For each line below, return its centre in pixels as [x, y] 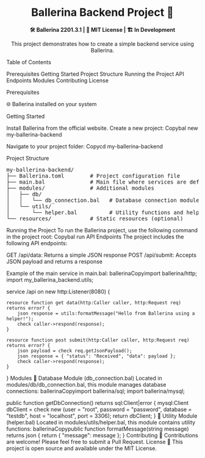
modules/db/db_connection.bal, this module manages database [86, 384]
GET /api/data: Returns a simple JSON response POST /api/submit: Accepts [102, 255]
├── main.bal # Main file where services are [97, 182]
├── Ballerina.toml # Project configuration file [93, 176]
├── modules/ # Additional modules [80, 188]
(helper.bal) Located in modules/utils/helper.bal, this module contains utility [101, 422]
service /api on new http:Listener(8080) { [58, 292]
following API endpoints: [37, 243]
